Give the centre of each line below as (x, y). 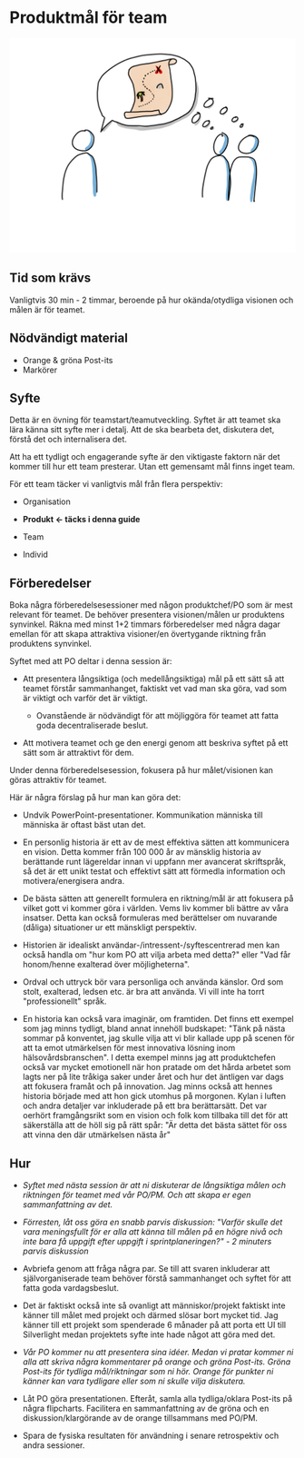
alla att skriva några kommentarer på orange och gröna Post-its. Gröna (157, 1362)
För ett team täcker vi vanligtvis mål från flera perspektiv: (117, 484)
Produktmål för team (88, 18)
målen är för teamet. (47, 309)
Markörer (40, 370)
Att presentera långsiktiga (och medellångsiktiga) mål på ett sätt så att (153, 679)
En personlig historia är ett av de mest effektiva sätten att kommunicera (156, 842)
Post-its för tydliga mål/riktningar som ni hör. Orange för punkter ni (148, 1371)
